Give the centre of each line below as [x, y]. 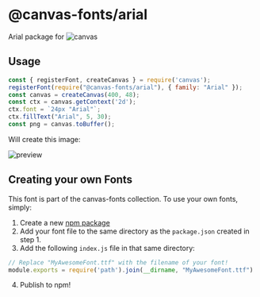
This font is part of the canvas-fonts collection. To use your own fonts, [123, 199]
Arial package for [36, 37]
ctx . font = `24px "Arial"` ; [55, 110]
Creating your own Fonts [71, 180]
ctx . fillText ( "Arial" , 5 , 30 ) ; [60, 117]
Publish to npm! [45, 285]
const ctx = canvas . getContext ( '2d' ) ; [72, 102]
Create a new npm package [65, 222]
